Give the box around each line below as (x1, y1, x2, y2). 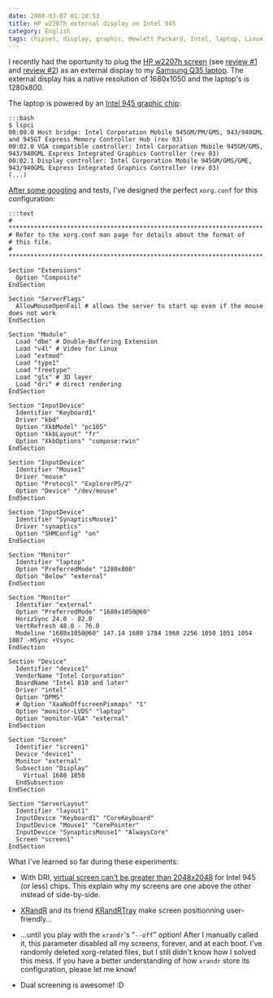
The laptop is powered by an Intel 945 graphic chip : (8, 98, 181, 108)
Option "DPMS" (15, 693, 63, 701)
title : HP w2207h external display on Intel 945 (8, 20, 176, 28)
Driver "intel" (15, 686, 67, 695)
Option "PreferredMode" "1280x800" (15, 566, 136, 574)
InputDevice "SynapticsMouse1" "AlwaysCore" (15, 828, 169, 837)
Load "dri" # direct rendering (15, 380, 122, 388)
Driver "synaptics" (15, 523, 82, 531)
